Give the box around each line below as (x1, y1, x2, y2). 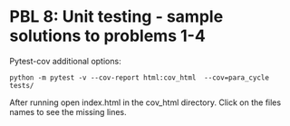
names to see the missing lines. (9, 106, 127, 117)
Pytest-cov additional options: (9, 55, 121, 66)
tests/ (9, 81, 34, 90)
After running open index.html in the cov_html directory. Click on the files (9, 97, 282, 108)
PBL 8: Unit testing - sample (9, 6, 224, 27)
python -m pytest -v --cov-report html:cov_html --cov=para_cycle (9, 73, 270, 82)
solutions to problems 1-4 (9, 25, 206, 46)
